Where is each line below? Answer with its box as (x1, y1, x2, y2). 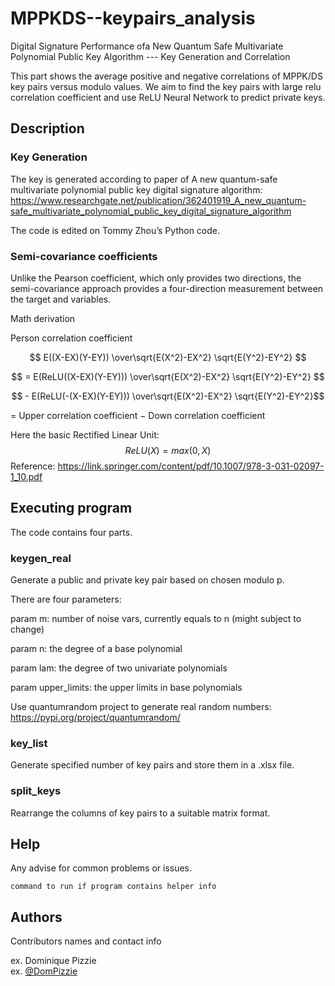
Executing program (10, 500, 133, 517)
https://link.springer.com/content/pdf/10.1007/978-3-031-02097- (57, 460, 325, 472)
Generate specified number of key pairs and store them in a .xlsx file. (10, 759, 295, 771)
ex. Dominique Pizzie (10, 955, 97, 967)
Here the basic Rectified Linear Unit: (10, 428, 160, 441)
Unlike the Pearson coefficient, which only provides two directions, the (10, 272, 302, 284)
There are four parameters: (10, 593, 122, 606)
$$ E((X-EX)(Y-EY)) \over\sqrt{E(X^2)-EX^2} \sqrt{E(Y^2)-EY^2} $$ (29, 351, 307, 363)
